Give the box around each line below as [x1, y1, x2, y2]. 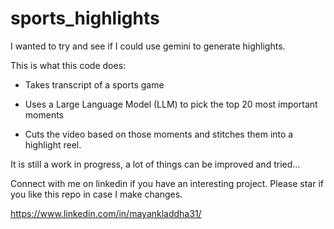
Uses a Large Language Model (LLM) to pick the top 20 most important [24, 98, 318, 110]
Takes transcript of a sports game [24, 78, 165, 91]
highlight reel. [24, 138, 82, 151]
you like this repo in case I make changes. [10, 188, 183, 200]
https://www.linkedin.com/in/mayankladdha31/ [10, 207, 202, 219]
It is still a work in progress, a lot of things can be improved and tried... [10, 158, 301, 170]
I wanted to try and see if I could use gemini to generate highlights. [10, 40, 286, 52]
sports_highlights [10, 7, 160, 30]
